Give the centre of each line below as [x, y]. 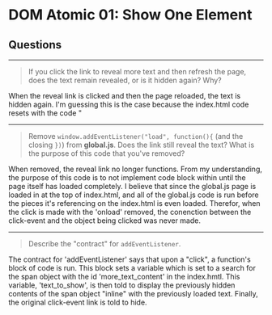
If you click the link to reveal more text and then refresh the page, [137, 71]
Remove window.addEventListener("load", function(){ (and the [136, 136]
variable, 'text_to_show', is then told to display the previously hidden [122, 285]
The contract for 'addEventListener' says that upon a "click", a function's [130, 259]
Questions [35, 45]
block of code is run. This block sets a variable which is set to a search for [132, 268]
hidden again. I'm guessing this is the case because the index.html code [129, 104]
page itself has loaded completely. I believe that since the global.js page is [132, 186]
